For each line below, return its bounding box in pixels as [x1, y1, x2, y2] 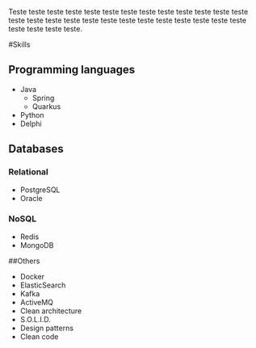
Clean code [19, 331, 59, 342]
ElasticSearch [19, 280, 66, 290]
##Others [8, 256, 40, 266]
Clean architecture [19, 306, 82, 316]
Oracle [19, 193, 43, 203]
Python [19, 110, 44, 119]
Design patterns [19, 323, 74, 333]
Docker [19, 271, 45, 281]
